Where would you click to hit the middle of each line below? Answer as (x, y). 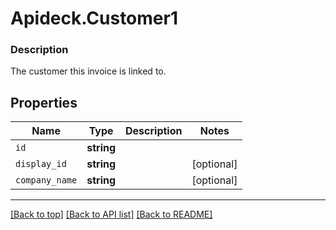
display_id (41, 164)
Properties (44, 102)
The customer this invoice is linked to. (88, 71)
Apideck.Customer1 (94, 18)
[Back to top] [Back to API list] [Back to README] (111, 214)
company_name (46, 180)
